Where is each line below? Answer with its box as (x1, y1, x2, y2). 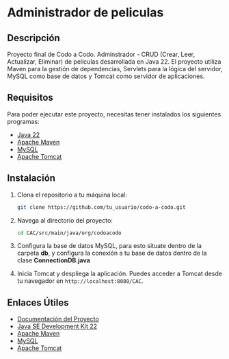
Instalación (7, 173, 56, 184)
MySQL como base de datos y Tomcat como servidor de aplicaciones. (7, 72, 205, 80)
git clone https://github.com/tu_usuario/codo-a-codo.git (16, 203, 186, 210)
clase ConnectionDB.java (16, 256, 90, 264)
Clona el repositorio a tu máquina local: (16, 190, 128, 199)
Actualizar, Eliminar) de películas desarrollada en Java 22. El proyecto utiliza (7, 58, 221, 66)
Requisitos (7, 92, 53, 103)
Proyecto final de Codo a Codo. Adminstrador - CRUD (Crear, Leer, (7, 50, 196, 58)
